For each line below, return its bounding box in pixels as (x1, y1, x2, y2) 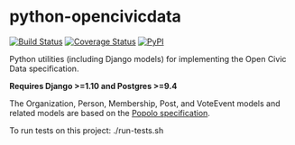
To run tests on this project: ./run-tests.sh (9, 124, 164, 136)
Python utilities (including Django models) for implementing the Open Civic (9, 53, 287, 64)
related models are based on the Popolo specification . (9, 107, 210, 118)
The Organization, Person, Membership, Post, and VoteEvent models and (9, 97, 281, 109)
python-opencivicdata (9, 6, 182, 27)
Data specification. (9, 63, 79, 74)
